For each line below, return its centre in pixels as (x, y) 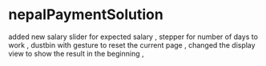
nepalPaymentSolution (86, 15)
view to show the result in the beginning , (76, 53)
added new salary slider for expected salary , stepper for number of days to (133, 37)
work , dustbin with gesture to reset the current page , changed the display (132, 45)
